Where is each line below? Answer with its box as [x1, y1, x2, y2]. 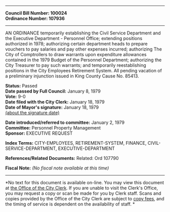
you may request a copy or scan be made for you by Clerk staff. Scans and [5, 190, 161, 196]
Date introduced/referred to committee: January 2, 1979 [5, 119, 125, 125]
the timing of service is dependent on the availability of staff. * [5, 201, 135, 207]
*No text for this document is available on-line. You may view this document [5, 180, 164, 185]
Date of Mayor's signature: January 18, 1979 [5, 104, 99, 110]
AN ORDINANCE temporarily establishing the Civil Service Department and [5, 30, 161, 36]
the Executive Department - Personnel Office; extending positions [5, 35, 143, 41]
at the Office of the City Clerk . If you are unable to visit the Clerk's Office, [5, 185, 158, 191]
